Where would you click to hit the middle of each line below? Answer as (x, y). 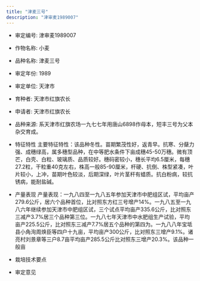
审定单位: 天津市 (35, 86)
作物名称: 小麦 (32, 48)
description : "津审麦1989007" (42, 17)
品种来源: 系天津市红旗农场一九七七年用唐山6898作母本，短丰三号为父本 (104, 124)
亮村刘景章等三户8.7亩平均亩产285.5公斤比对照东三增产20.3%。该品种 (102, 239)
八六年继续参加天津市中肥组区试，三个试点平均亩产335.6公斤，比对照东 (103, 209)
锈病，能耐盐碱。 (36, 181)
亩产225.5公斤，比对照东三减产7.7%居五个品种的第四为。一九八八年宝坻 (104, 224)
